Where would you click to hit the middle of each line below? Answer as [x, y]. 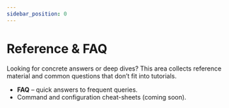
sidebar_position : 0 [37, 14]
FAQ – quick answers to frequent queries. [77, 90]
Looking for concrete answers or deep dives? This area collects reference [114, 68]
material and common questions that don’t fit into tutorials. [92, 76]
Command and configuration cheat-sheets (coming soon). [101, 97]
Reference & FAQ [57, 48]
